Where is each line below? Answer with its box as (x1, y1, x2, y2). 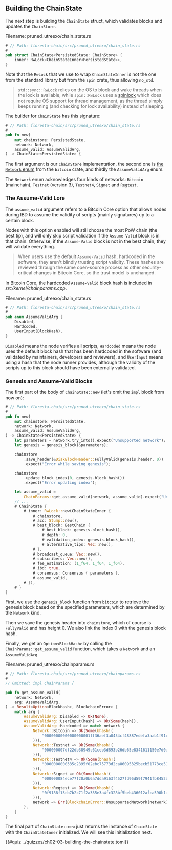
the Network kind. (5, 610, 41, 616)
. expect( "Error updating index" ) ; (24, 480, 97, 485)
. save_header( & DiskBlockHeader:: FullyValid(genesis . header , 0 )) (24, 457, 164, 462)
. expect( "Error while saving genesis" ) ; (24, 461, 111, 466)
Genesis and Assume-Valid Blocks (5, 377, 93, 384)
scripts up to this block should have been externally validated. (5, 364, 136, 371)
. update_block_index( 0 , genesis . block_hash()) (24, 476, 125, 481)
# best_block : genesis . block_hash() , (41, 528, 123, 533)
